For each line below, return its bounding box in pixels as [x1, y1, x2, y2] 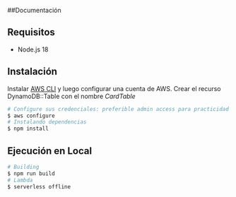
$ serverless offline [7, 183, 71, 190]
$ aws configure [7, 112, 55, 119]
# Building [7, 163, 40, 170]
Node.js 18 [17, 45, 49, 54]
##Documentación [7, 6, 61, 14]
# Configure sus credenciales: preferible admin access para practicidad [7, 105, 230, 112]
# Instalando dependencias [7, 119, 87, 126]
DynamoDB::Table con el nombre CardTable [7, 92, 136, 100]
